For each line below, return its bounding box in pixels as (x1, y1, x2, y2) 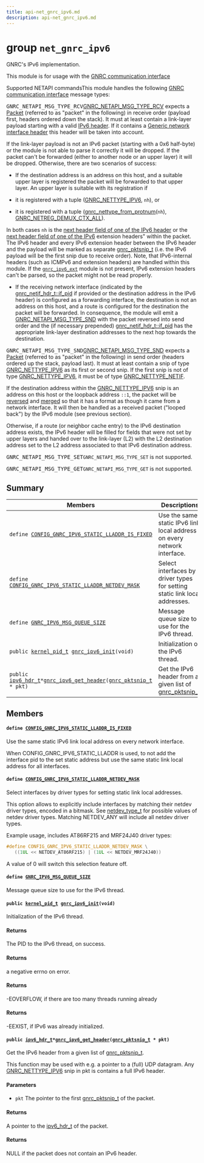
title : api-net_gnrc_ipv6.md (6, 9, 80, 15)
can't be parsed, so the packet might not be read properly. (6, 271, 153, 279)
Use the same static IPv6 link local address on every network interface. (6, 738, 185, 745)
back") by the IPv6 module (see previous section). (6, 410, 132, 417)
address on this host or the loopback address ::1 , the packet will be (6, 391, 177, 399)
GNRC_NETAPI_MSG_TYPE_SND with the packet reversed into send (15, 316, 185, 323)
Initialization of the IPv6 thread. (6, 913, 84, 920)
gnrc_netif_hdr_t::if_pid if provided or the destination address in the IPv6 (15, 290, 196, 297)
